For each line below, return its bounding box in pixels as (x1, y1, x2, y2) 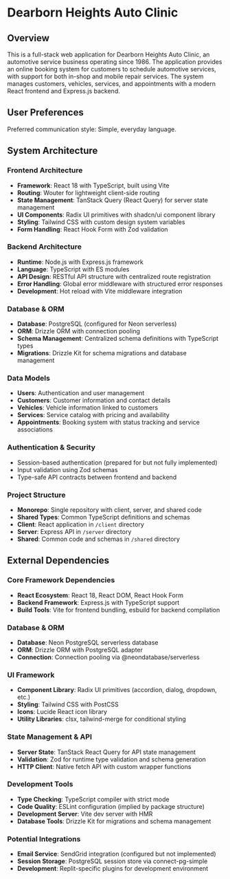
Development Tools (7, 779, 73, 789)
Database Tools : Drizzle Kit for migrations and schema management (16, 816, 211, 825)
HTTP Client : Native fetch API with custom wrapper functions (16, 762, 192, 770)
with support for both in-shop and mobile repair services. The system (7, 72, 204, 80)
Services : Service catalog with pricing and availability (16, 411, 170, 419)
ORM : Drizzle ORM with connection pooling (16, 327, 141, 335)
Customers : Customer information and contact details (16, 397, 171, 405)
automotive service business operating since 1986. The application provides (7, 58, 222, 66)
